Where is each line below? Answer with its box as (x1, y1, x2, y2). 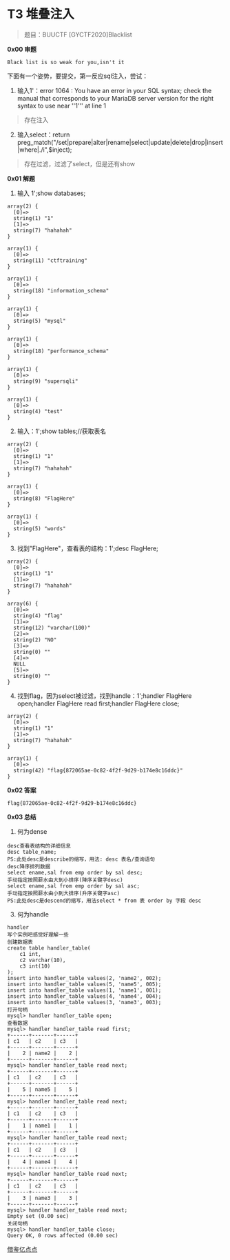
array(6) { (7, 600, 39, 607)
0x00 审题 (7, 45, 36, 53)
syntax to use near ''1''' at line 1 (17, 101, 107, 110)
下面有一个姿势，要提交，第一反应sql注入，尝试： (7, 72, 149, 80)
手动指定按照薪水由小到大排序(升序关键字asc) (7, 890, 121, 897)
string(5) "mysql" (13, 317, 67, 324)
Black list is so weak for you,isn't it (7, 59, 125, 66)
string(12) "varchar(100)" (13, 624, 91, 631)
